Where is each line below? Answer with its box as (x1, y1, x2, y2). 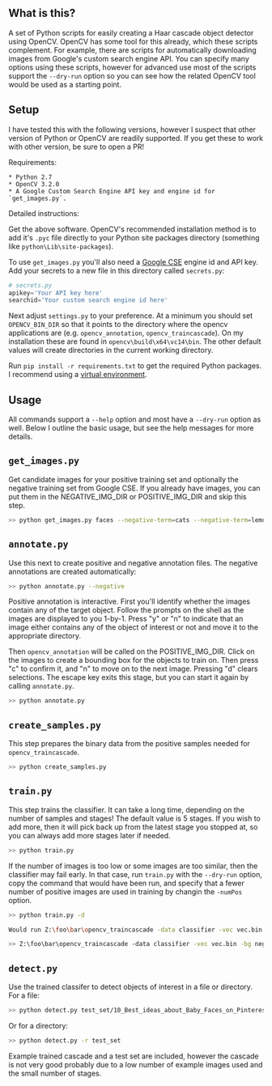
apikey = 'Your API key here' (8, 289, 104, 297)
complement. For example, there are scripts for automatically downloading (8, 45, 257, 55)
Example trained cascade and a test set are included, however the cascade (8, 1051, 259, 1061)
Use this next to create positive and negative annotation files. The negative (8, 558, 258, 567)
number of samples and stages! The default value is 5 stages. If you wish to (8, 813, 261, 823)
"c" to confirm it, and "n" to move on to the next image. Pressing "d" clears (8, 664, 258, 674)
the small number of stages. (8, 1068, 102, 1078)
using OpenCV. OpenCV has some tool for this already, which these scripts (8, 36, 258, 46)
